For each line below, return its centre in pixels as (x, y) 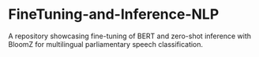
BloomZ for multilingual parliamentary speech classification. (106, 44)
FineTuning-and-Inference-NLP (114, 14)
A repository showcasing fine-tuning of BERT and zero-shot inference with (129, 36)
